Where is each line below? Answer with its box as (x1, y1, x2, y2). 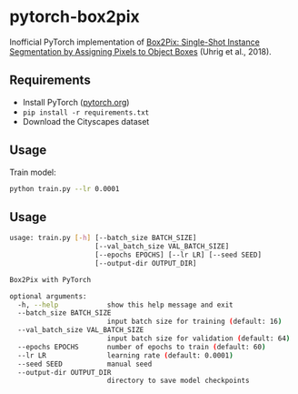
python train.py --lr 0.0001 (9, 184, 120, 193)
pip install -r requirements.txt (22, 107, 150, 117)
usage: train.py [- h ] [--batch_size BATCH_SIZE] (9, 234, 197, 243)
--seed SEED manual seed (17, 359, 153, 369)
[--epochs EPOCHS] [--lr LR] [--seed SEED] (94, 250, 262, 259)
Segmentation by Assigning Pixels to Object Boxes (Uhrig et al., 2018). (9, 45, 273, 56)
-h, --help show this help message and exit (17, 300, 233, 309)
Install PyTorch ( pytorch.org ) (22, 96, 130, 107)
